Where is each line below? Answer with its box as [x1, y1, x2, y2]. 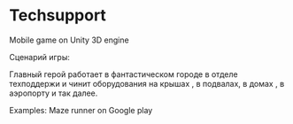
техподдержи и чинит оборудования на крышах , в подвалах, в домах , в [9, 78, 285, 89]
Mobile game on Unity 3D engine [9, 35, 130, 45]
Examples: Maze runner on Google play [9, 105, 153, 115]
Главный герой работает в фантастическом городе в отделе [9, 68, 238, 80]
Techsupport [9, 5, 106, 26]
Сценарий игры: [9, 51, 71, 62]
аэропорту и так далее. [9, 88, 98, 98]
